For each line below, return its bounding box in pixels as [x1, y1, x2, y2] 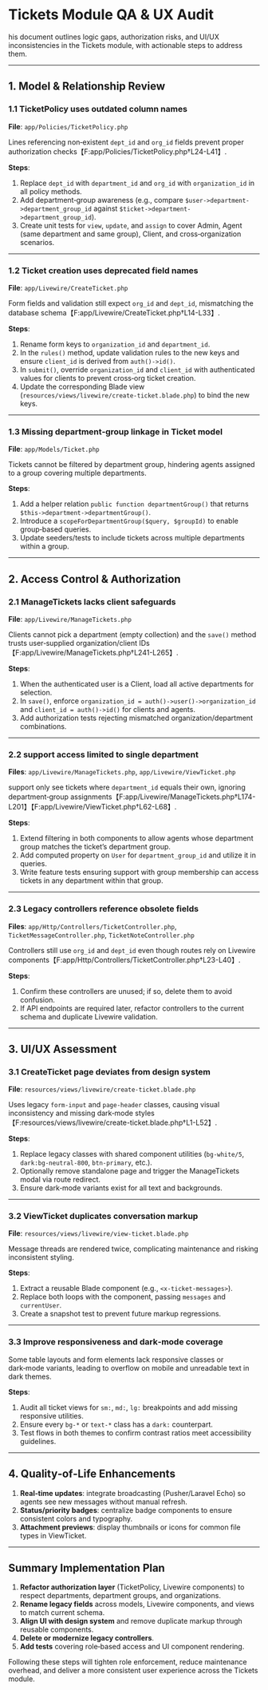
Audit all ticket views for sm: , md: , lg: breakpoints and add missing [19, 1403, 238, 1412]
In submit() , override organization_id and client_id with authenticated [19, 365, 255, 374]
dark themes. [8, 1371, 52, 1381]
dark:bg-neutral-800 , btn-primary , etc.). [19, 1158, 153, 1167]
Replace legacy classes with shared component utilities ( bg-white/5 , [19, 1150, 245, 1159]
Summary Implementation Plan [8, 1561, 165, 1574]
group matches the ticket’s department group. [19, 842, 171, 852]
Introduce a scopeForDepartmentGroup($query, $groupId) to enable [19, 516, 239, 526]
